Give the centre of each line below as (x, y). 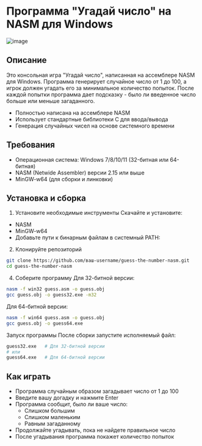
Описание (27, 60)
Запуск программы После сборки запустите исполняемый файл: (91, 335)
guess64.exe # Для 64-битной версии (56, 358)
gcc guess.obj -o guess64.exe (45, 323)
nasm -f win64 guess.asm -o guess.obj (56, 318)
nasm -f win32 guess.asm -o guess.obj (56, 289)
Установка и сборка (46, 198)
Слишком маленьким (52, 417)
